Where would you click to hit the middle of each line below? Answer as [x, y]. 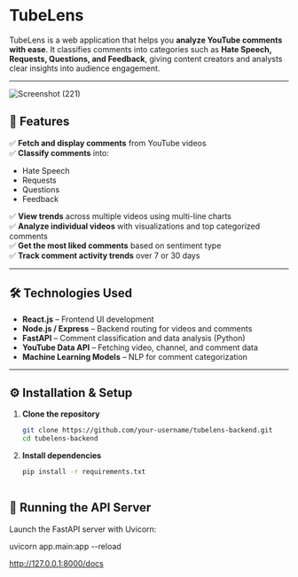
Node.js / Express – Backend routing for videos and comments [137, 328]
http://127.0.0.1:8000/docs [56, 563]
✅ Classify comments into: [59, 152]
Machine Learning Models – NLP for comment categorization [135, 356]
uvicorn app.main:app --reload [65, 546]
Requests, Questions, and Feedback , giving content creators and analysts [146, 58]
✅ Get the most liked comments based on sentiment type [115, 246]
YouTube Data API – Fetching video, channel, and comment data [140, 347]
